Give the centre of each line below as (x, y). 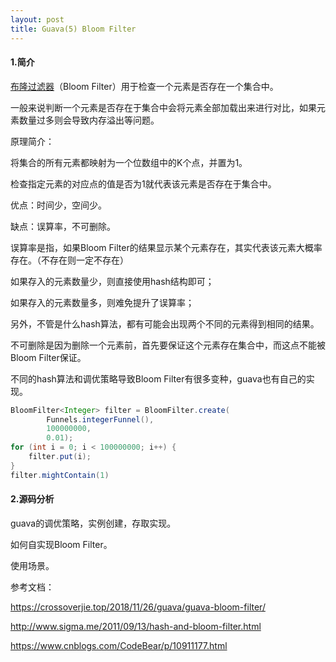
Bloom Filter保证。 (48, 357)
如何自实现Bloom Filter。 (61, 544)
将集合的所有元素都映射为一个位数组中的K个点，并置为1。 (129, 162)
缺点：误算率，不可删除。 (63, 226)
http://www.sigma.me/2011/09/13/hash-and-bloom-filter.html (136, 626)
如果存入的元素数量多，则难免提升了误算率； (102, 302)
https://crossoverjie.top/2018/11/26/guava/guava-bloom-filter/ (138, 607)
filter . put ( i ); (60, 457)
